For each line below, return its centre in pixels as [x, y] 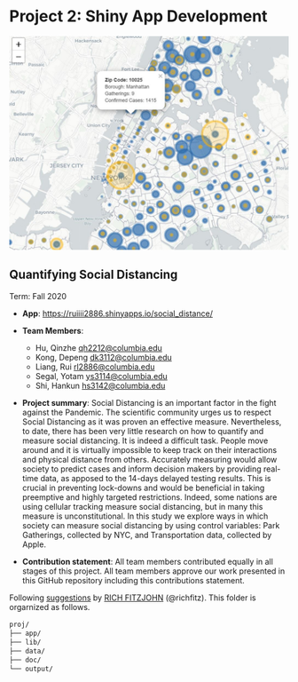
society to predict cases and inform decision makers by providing [141, 469]
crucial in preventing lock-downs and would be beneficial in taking [143, 488]
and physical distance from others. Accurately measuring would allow [149, 459]
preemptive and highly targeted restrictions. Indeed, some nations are [149, 497]
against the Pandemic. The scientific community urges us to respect [147, 412]
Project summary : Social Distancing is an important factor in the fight [149, 402]
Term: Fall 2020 [38, 296]
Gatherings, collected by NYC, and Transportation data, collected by [147, 535]
